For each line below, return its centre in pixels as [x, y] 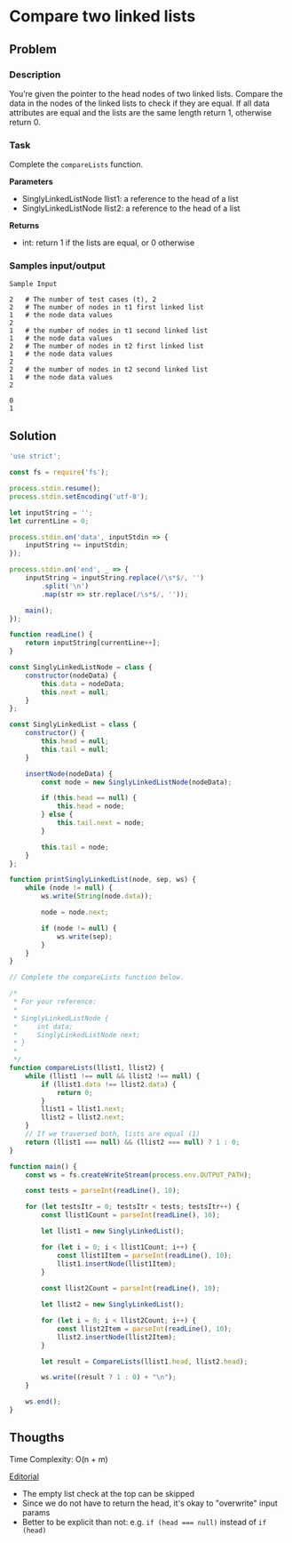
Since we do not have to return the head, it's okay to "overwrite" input [150, 1503]
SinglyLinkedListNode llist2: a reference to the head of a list [131, 208]
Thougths [37, 1438]
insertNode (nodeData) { [69, 774]
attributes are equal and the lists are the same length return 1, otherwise [141, 112]
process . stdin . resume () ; [55, 489]
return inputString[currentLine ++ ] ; [93, 643]
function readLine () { [51, 635]
